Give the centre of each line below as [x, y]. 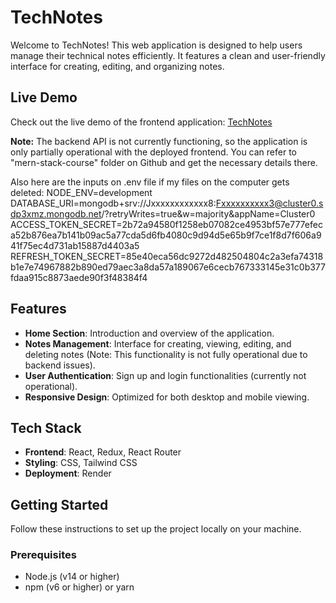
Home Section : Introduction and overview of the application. [149, 333]
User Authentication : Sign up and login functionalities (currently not [165, 375]
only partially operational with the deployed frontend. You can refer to [153, 152]
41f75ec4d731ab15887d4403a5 [75, 245]
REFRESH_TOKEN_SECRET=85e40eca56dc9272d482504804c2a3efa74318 [167, 256]
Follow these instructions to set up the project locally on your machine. [156, 529]
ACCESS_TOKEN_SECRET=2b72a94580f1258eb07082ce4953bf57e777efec [166, 224]
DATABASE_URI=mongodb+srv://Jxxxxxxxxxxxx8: [113, 203]
